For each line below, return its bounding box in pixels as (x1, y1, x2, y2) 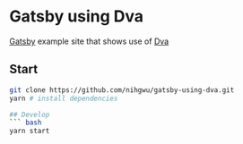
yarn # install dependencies (9, 94, 118, 103)
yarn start (9, 127, 50, 136)
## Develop (9, 110, 50, 119)
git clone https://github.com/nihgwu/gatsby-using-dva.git (9, 85, 235, 95)
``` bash (9, 118, 42, 127)
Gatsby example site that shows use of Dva (9, 36, 169, 47)
